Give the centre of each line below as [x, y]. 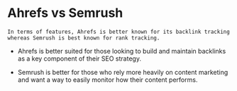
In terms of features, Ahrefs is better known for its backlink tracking [119, 32]
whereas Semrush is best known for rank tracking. [84, 38]
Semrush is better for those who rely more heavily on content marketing [123, 72]
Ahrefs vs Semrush [65, 13]
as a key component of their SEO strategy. [79, 59]
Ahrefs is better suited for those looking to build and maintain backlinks [122, 51]
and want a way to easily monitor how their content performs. [108, 80]
